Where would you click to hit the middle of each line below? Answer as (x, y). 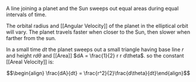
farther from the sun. (31, 38)
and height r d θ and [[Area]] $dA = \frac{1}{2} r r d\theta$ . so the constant (95, 56)
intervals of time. (26, 15)
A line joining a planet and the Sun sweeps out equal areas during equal (92, 8)
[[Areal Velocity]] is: (30, 62)
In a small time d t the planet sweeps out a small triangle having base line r (95, 49)
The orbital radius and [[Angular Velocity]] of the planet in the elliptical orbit (97, 26)
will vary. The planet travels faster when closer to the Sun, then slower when (98, 32)
